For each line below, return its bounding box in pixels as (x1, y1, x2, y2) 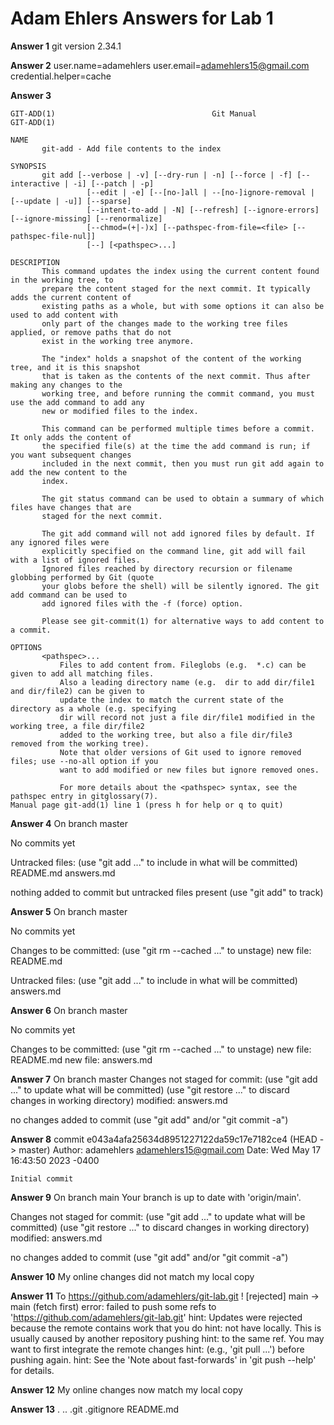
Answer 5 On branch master (10, 905, 128, 917)
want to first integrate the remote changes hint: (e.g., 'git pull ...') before (10, 1343, 305, 1355)
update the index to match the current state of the (59, 695, 284, 705)
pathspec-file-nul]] (10, 231, 97, 241)
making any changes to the (10, 380, 123, 390)
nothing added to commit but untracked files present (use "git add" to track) (10, 886, 324, 898)
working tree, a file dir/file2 (10, 721, 145, 731)
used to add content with (10, 310, 118, 320)
